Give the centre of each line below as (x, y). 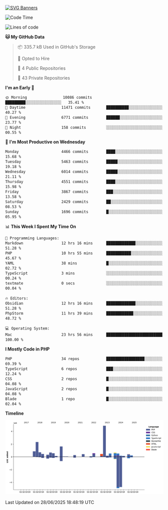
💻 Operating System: (28, 328)
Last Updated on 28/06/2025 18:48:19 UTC (50, 502)
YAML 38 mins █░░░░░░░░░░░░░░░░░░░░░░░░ (84, 263)
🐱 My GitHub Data (25, 37)
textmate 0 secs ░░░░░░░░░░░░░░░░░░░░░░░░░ (84, 283)
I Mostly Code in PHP (28, 349)
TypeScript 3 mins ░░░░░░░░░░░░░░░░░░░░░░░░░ (84, 273)
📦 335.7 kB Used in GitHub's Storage (56, 47)
